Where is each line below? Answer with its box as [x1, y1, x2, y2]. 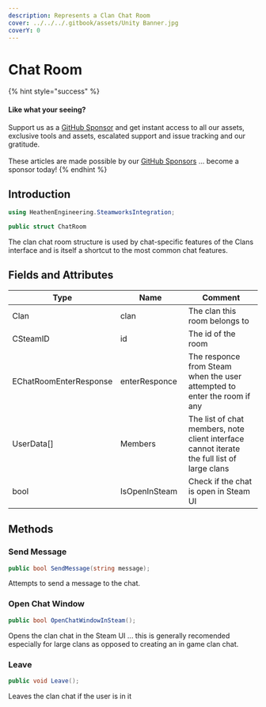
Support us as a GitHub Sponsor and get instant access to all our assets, [8, 122, 245, 132]
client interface [188, 433, 245, 444]
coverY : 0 [8, 26, 41, 34]
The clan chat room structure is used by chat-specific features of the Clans [8, 237, 254, 246]
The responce [188, 350, 241, 361]
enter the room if [188, 390, 251, 401]
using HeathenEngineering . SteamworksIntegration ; [8, 208, 176, 216]
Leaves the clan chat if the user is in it [8, 691, 132, 701]
